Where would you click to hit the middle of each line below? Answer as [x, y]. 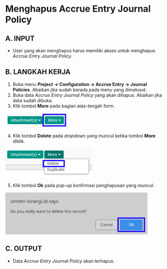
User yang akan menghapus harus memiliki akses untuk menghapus [84, 51]
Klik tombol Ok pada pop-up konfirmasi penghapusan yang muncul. [83, 185]
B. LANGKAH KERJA [38, 72]
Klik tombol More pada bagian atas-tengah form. [64, 106]
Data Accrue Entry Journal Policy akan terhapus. [64, 261]
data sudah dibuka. [33, 100]
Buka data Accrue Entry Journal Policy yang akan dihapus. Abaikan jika [87, 95]
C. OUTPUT [24, 249]
